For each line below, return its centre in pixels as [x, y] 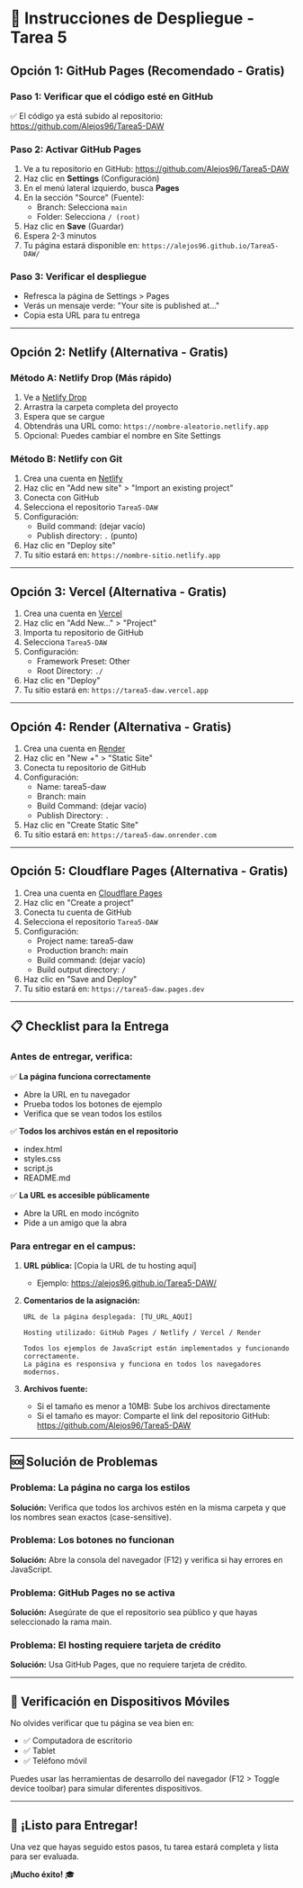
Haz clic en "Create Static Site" [80, 825]
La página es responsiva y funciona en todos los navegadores [142, 1364]
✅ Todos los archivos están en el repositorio [94, 1131]
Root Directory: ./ [70, 671]
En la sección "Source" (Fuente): [84, 198]
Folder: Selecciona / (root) [88, 217]
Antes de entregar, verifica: [71, 1057]
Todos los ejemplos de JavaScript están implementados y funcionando [156, 1348]
